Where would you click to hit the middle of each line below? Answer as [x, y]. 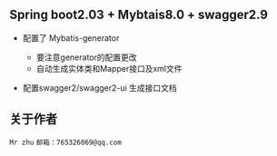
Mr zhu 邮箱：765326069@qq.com [66, 142]
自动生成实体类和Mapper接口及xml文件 [109, 68]
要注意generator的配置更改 [87, 57]
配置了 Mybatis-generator [71, 38]
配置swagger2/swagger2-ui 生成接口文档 [99, 88]
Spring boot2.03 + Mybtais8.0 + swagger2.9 [138, 15]
